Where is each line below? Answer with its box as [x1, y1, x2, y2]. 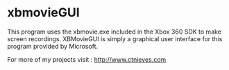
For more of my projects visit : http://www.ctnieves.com [7, 55, 167, 63]
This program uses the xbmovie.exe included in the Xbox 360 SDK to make [7, 27, 222, 36]
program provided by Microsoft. [7, 42, 99, 50]
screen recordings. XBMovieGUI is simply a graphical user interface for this [7, 34, 223, 43]
